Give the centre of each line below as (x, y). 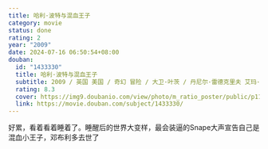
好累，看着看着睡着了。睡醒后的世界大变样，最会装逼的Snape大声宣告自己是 (134, 128)
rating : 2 (25, 38)
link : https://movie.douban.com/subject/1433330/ (99, 104)
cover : (26, 97)
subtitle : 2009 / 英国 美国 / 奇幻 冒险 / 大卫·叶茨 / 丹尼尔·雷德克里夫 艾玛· (138, 82)
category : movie (35, 23)
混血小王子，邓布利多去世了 (54, 138)
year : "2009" (30, 45)
